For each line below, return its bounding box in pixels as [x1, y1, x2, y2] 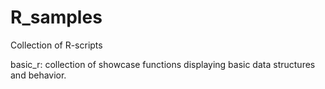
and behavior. [10, 69, 67, 81]
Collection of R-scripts [10, 39, 103, 51]
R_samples [10, 6, 103, 29]
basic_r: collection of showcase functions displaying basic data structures [10, 58, 316, 70]
